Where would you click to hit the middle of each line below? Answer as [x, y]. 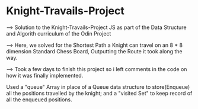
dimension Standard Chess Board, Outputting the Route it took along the [94, 51]
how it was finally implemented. [45, 75]
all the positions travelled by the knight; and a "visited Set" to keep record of [99, 93]
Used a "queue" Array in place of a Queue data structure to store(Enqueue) [98, 86]
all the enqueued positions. [39, 100]
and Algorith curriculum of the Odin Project [59, 33]
